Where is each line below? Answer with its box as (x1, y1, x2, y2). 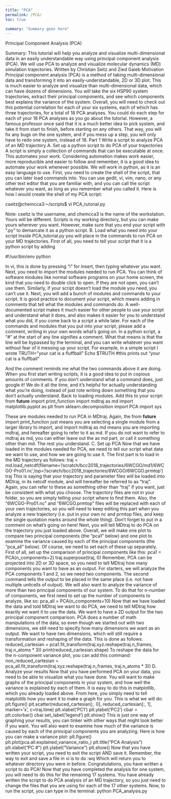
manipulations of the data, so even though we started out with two (5, 620, 145, 626)
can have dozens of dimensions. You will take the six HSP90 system (5, 88, 149, 95)
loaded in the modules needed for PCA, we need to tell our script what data (5, 446, 163, 452)
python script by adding (5, 244, 55, 250)
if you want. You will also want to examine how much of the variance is (5, 723, 154, 729)
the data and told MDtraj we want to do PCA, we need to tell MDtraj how (5, 603, 156, 609)
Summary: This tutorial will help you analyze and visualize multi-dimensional (5, 50, 165, 56)
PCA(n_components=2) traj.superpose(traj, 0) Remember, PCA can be (5, 555, 153, 561)
